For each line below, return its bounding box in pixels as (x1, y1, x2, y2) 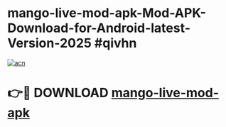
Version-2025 (7, 35, 92, 51)
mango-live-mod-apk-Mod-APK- (7, 5, 206, 21)
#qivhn (94, 35, 137, 51)
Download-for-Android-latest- (7, 20, 190, 36)
